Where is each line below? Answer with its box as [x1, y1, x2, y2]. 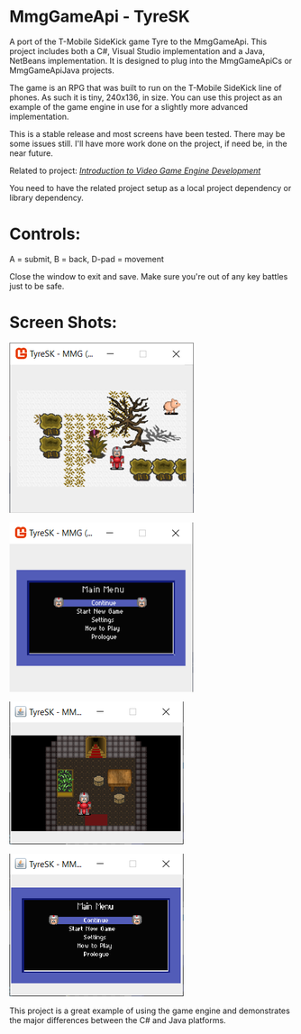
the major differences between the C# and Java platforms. [9, 1014, 227, 1025]
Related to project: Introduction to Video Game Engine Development [9, 165, 261, 176]
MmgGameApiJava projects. [9, 65, 115, 76]
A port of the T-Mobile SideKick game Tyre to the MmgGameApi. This [9, 36, 268, 47]
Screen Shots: [9, 313, 117, 333]
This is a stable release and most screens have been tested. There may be [9, 128, 286, 139]
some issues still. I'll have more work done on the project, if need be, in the [9, 138, 287, 149]
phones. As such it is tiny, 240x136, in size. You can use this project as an [9, 92, 283, 103]
